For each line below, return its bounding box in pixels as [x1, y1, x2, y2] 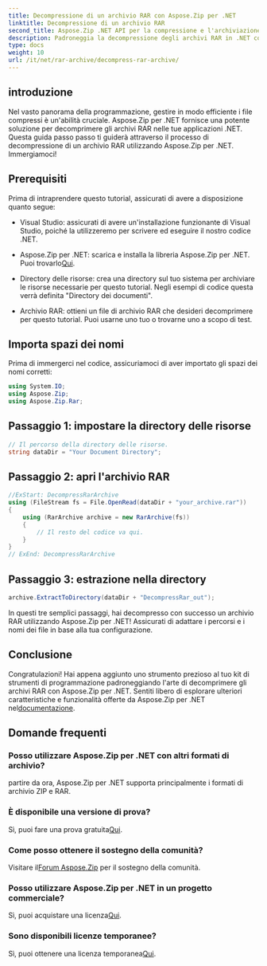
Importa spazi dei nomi [8, 337, 125, 351]
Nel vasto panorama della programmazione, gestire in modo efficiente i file [8, 107, 253, 116]
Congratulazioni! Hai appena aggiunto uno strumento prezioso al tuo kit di [8, 669, 250, 678]
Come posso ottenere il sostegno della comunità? [8, 844, 204, 855]
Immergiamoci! [8, 149, 57, 159]
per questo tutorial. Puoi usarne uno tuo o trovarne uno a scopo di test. [19, 314, 253, 324]
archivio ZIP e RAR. [8, 787, 72, 796]
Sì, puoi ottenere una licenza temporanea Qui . [8, 948, 157, 958]
